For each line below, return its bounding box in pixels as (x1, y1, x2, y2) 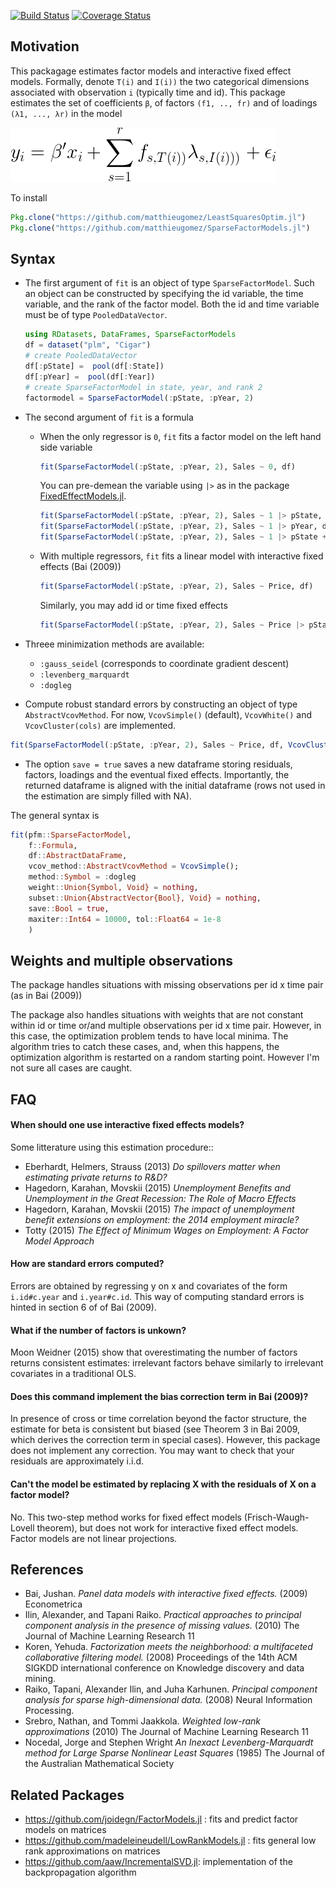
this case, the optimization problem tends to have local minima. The (10, 1030, 289, 1042)
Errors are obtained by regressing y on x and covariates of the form (10, 1280, 288, 1292)
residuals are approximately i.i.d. (10, 1455, 145, 1467)
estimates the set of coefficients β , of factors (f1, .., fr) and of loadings (10, 96, 318, 109)
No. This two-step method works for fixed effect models (10, 1511, 242, 1523)
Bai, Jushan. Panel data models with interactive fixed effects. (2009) (24, 1588, 308, 1600)
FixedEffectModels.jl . (39, 490, 127, 502)
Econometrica (24, 1598, 83, 1610)
